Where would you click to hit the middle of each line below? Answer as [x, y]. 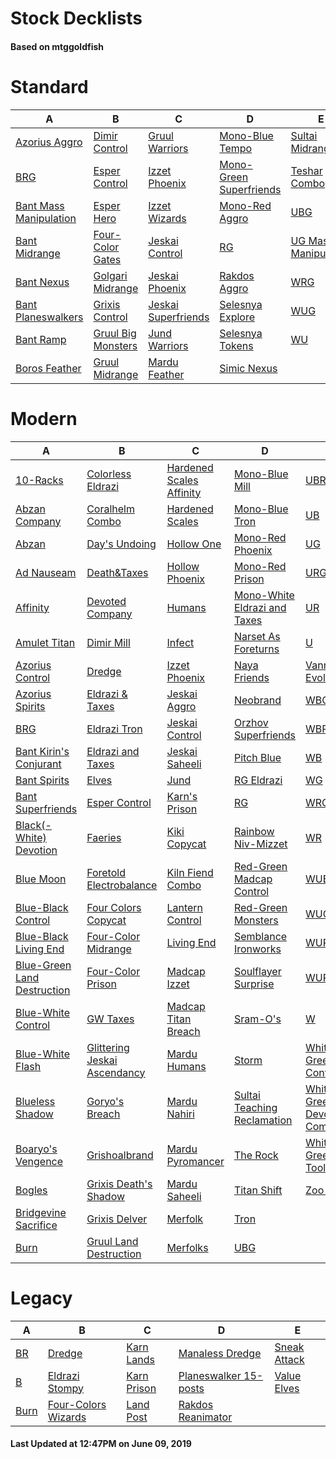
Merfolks [187, 1247]
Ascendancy [116, 1072]
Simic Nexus [248, 368]
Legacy [41, 1298]
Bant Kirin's [42, 751]
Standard [49, 86]
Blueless [35, 1101]
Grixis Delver [117, 1219]
